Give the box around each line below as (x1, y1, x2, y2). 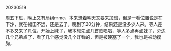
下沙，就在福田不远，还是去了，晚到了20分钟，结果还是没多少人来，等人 (5, 21, 158, 27)
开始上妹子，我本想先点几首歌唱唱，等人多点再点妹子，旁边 (40, 28, 166, 34)
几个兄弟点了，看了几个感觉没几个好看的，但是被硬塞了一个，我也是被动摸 (5, 34, 161, 40)
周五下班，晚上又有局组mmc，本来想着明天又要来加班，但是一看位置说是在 (5, 15, 163, 21)
